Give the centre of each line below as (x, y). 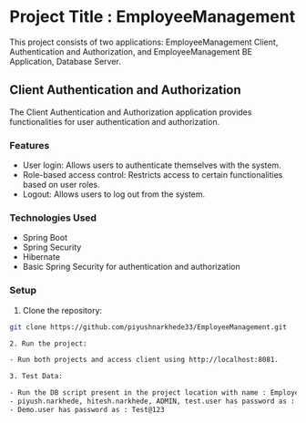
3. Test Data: (36, 377)
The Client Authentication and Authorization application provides (131, 112)
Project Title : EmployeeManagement (153, 17)
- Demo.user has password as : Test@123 (87, 409)
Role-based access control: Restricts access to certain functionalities (153, 175)
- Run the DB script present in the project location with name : (138, 393)
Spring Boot (45, 238)
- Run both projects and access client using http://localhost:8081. (144, 360)
